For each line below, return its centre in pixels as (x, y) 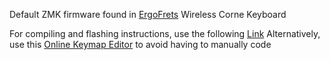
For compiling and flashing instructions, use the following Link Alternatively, (165, 33)
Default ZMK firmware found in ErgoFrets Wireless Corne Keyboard (148, 14)
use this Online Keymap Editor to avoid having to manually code (140, 44)
